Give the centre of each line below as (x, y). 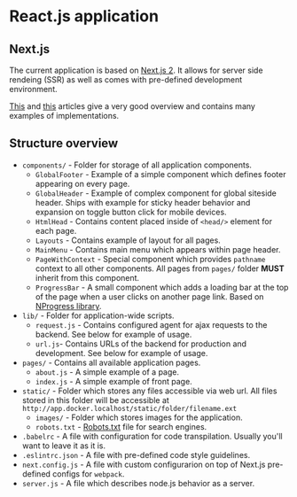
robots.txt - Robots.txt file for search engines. (121, 426)
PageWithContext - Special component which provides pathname (150, 259)
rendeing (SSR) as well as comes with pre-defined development (126, 80)
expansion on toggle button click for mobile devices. (131, 212)
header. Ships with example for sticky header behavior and (143, 202)
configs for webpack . (89, 474)
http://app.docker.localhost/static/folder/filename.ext (129, 408)
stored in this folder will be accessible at (96, 400)
